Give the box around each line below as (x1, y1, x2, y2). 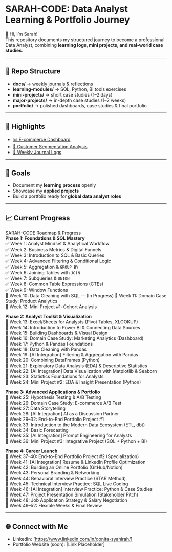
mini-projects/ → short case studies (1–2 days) (12, 91, 113, 98)
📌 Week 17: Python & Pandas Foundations (5, 341, 93, 347)
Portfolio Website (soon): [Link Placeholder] (12, 541, 105, 547)
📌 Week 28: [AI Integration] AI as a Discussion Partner (5, 411, 119, 417)
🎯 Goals (5, 168, 31, 177)
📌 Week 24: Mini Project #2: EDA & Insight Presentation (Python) (5, 379, 141, 385)
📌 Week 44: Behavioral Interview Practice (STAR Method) (5, 475, 126, 482)
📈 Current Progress (5, 214, 70, 222)
